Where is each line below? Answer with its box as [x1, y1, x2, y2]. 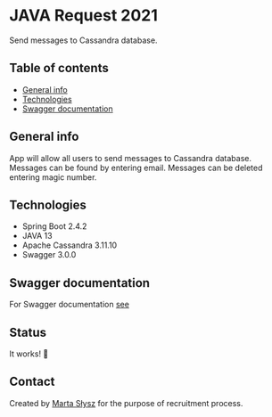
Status [9, 324, 47, 339]
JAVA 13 [21, 231, 53, 241]
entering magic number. [9, 171, 97, 183]
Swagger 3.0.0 [21, 249, 77, 260]
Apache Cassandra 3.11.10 [21, 240, 118, 250]
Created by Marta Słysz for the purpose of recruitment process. [9, 397, 243, 408]
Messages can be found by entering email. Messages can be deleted [9, 162, 263, 173]
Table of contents [9, 61, 109, 76]
